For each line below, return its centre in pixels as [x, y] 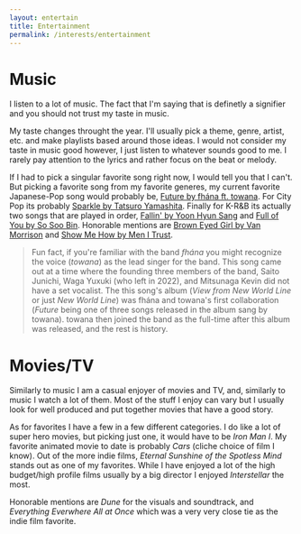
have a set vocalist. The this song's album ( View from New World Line [161, 290]
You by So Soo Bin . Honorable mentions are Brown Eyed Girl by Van [135, 226]
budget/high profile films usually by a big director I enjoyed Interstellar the [147, 475]
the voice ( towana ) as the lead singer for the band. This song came [156, 262]
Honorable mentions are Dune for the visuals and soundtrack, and [132, 502]
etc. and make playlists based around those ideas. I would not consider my [148, 141]
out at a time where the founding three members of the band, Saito [155, 272]
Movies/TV [52, 365]
